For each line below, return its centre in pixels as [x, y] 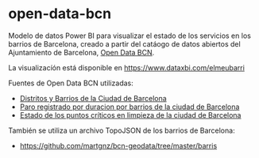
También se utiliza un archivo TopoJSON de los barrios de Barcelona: [122, 130]
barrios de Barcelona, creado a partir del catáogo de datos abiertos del [124, 43]
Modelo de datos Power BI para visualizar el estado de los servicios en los [130, 36]
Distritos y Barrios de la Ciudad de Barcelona [93, 98]
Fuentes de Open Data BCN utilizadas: [71, 83]
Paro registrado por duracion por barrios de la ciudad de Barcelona [129, 107]
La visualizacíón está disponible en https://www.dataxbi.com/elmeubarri [126, 67]
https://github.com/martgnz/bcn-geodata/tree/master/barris [118, 145]
